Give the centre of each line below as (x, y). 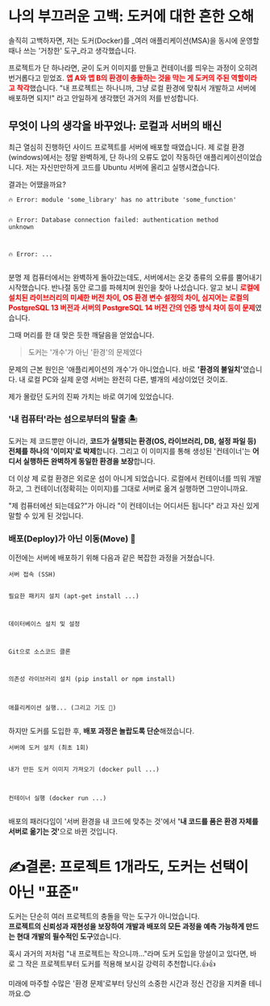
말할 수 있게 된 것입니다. (46, 516)
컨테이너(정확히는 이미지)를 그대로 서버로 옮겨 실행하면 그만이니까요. (141, 488)
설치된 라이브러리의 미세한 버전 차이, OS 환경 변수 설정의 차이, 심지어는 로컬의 (129, 297)
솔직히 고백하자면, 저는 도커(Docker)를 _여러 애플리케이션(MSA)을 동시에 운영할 (134, 40)
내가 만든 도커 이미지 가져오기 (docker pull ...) (84, 770)
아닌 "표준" (44, 892)
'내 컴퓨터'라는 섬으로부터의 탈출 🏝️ (73, 419)
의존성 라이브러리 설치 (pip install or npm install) (92, 680)
